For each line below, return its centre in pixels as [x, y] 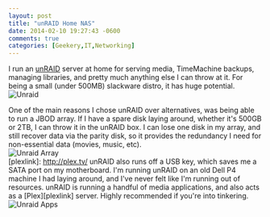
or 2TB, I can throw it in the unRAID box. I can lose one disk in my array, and [134, 127]
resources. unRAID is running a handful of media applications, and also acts [134, 187]
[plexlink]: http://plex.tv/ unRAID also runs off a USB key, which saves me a [133, 161]
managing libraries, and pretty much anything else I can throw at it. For [126, 77]
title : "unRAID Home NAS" [52, 23]
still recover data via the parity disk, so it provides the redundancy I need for [135, 136]
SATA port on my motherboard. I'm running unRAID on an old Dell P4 [122, 170]
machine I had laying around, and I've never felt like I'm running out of [124, 179]
